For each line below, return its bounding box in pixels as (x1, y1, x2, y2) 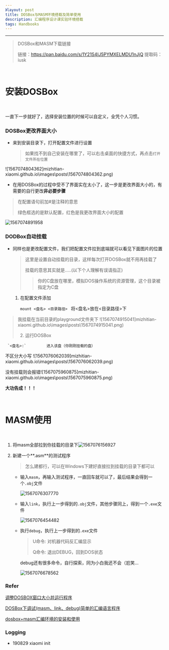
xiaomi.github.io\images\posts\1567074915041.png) (17, 321, 124, 328)
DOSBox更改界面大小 (5, 127, 57, 134)
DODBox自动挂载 (5, 233, 47, 240)
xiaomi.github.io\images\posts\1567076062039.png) (5, 358, 113, 364)
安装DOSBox (5, 86, 58, 97)
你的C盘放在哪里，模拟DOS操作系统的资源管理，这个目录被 (37, 278, 161, 284)
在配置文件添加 (20, 295, 51, 301)
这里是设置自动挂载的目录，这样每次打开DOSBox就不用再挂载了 (25, 256, 157, 262)
